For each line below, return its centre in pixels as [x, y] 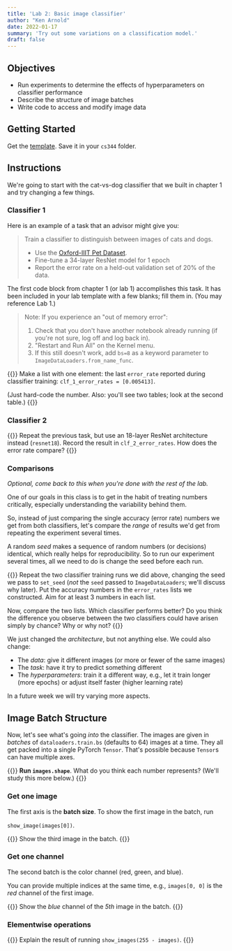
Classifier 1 [26, 210]
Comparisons [31, 469]
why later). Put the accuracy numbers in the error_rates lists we [100, 590]
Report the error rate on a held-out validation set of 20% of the [125, 267]
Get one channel [36, 857]
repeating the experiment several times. [64, 533]
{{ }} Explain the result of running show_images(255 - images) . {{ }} [100, 940]
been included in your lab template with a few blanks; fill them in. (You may [115, 296]
